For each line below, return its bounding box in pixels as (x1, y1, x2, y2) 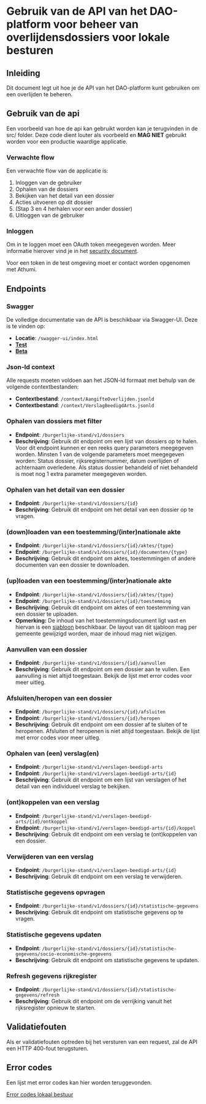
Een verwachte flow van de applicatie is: (6, 167, 109, 174)
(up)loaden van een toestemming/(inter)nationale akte (6, 577, 172, 585)
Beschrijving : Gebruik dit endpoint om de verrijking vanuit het (15, 997, 172, 1005)
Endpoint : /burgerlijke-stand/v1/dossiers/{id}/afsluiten (15, 708, 166, 715)
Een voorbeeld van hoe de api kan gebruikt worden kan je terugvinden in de (6, 125, 198, 132)
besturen (6, 44, 54, 58)
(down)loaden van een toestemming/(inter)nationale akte (6, 527, 181, 536)
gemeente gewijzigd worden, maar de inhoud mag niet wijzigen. (15, 629, 177, 637)
